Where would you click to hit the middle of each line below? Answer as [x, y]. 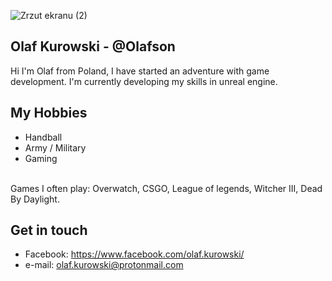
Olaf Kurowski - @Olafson [93, 46]
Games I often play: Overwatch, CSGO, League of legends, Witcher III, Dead [166, 188]
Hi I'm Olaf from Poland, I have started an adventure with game [140, 71]
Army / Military [55, 147]
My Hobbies [49, 113]
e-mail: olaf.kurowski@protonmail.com [104, 265]
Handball [43, 137]
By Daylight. [35, 199]
